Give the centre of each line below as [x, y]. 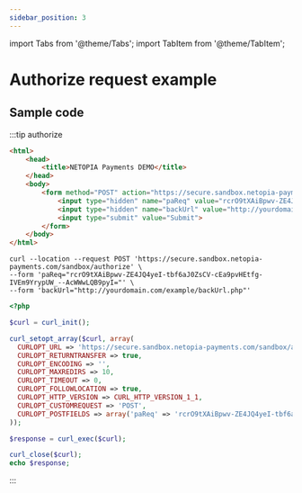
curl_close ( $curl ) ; [46, 455]
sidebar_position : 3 [48, 18]
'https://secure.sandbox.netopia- [198, 259]
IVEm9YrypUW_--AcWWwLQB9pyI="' [68, 283]
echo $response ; [40, 463]
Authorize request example [113, 80]
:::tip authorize [36, 134]
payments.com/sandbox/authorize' [72, 267]
